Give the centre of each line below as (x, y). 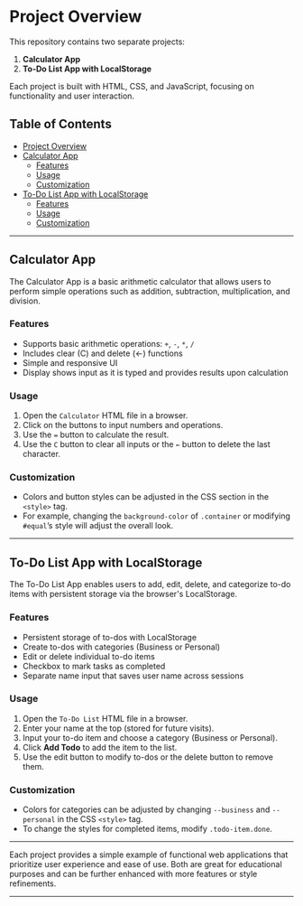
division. (25, 301)
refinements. (33, 883)
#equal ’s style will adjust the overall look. (98, 526)
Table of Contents (61, 124)
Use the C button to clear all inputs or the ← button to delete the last (146, 444)
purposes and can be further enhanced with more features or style (133, 874)
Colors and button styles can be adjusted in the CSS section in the (145, 497)
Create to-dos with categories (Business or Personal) (121, 647)
